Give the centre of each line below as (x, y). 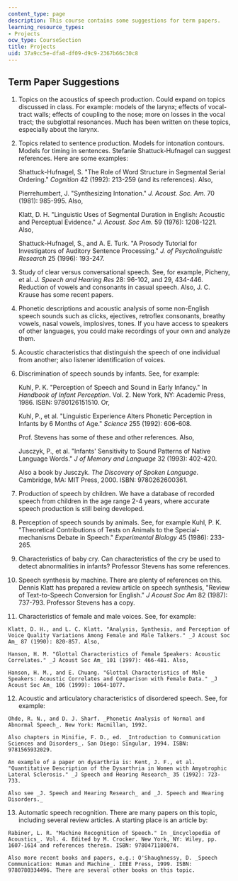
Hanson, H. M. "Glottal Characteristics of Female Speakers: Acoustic (114, 654)
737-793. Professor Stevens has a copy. (76, 602)
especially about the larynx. (59, 129)
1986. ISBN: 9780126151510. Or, (64, 402)
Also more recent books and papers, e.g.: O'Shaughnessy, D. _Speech (113, 858)
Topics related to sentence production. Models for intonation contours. (121, 143)
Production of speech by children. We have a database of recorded (116, 493)
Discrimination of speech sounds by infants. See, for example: (109, 374)
